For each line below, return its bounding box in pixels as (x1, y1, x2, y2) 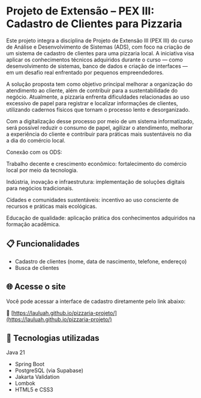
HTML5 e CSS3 (14, 386, 53, 393)
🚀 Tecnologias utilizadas (6, 332, 100, 343)
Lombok (14, 380, 36, 387)
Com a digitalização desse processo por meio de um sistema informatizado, (6, 117, 194, 124)
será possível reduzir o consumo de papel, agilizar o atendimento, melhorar (6, 124, 193, 131)
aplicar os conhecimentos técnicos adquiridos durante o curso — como (6, 56, 183, 63)
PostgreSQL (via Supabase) (14, 367, 84, 374)
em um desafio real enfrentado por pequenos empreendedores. (6, 69, 164, 76)
